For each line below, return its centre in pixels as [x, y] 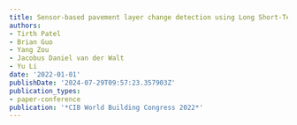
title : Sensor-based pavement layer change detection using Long [132, 17]
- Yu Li [23, 67]
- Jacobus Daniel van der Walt [67, 58]
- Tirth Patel [35, 33]
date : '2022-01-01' [45, 75]
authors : [25, 26]
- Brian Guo [31, 42]
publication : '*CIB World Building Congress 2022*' [106, 107]
